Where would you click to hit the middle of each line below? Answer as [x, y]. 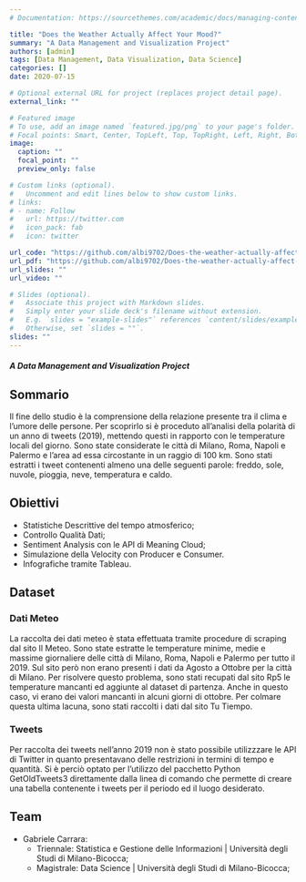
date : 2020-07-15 [42, 77]
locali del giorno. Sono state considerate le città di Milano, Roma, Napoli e [148, 446]
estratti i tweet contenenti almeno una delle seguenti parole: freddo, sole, [147, 465]
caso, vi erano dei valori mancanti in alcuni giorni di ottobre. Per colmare [145, 696]
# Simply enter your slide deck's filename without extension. [136, 312]
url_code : [28, 252]
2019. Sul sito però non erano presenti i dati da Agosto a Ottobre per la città [151, 667]
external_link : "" [44, 101]
